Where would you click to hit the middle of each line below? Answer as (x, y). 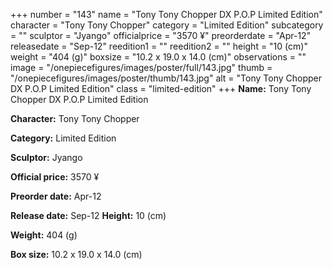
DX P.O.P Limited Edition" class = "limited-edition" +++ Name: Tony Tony (161, 88)
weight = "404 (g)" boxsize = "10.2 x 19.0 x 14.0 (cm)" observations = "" (158, 57)
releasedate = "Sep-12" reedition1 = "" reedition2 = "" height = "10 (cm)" (159, 46)
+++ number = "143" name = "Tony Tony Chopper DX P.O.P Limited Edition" (166, 14)
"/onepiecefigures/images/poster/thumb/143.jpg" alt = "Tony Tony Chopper (166, 78)
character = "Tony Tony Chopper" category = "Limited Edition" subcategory (167, 25)
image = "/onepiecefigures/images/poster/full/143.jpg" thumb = (141, 67)
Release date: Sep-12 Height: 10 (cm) (88, 215)
